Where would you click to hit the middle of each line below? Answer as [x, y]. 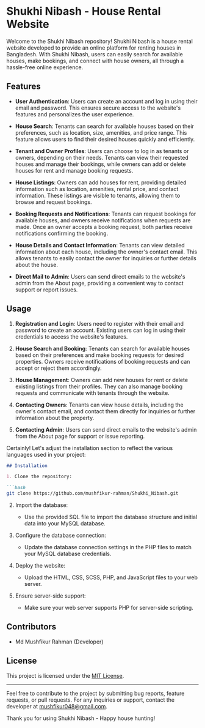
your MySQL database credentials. [68, 554]
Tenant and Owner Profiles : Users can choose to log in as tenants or [102, 151]
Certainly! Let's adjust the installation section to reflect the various [90, 448]
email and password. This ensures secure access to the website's [98, 108]
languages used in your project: [46, 454]
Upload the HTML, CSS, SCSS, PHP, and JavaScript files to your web [111, 577]
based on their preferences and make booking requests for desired [99, 355]
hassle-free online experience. [45, 67]
